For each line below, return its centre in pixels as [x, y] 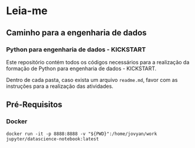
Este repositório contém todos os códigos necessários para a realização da [98, 62]
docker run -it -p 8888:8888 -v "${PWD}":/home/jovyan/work [82, 134]
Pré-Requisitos [34, 105]
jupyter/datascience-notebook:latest [53, 139]
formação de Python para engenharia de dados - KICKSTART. [81, 68]
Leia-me [27, 11]
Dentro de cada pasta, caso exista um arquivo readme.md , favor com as [92, 80]
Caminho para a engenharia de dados [77, 33]
